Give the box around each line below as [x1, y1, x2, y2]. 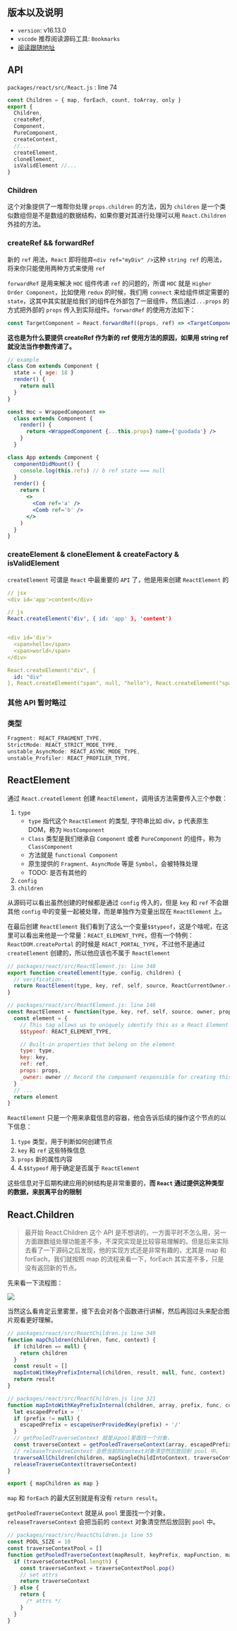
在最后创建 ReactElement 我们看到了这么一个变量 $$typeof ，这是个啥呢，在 [7, 922, 223, 931]
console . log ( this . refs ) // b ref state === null [20, 467, 166, 474]
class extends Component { [13, 415, 93, 422]
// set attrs [20, 1571, 59, 1578]
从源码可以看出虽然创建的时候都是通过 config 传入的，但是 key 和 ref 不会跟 [7, 898, 229, 907]
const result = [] [13, 1362, 68, 1370]
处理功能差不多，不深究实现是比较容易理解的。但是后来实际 [55, 1237, 229, 1246]
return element [13, 1093, 59, 1100]
